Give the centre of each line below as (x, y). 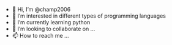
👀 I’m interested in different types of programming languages (89, 16)
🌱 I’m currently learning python (51, 22)
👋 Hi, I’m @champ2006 (41, 9)
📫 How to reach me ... (40, 36)
